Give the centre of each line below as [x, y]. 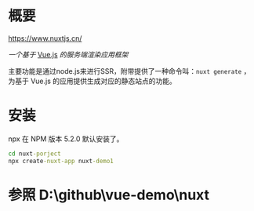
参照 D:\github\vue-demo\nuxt [109, 195]
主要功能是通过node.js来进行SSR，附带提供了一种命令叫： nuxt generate [125, 71]
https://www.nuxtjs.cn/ [45, 38]
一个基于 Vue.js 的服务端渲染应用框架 [68, 54]
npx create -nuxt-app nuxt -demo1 [61, 161]
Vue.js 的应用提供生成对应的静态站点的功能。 [103, 81]
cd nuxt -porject [34, 154]
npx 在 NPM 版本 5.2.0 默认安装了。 [66, 139]
